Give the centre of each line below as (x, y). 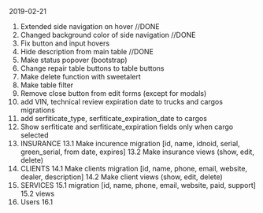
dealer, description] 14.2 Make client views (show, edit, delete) (121, 177)
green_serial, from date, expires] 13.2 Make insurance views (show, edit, (137, 152)
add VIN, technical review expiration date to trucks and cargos (122, 102)
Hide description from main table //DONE (87, 51)
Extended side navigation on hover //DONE (90, 26)
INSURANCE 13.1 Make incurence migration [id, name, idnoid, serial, (130, 143)
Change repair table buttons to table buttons (92, 68)
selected (35, 135)
